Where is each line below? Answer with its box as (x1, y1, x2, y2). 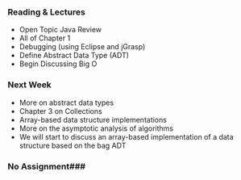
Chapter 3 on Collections (19, 106, 102, 115)
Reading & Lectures (7, 6, 85, 18)
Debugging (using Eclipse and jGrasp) (19, 42, 146, 52)
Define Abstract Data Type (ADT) (19, 51, 130, 61)
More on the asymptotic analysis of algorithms (19, 123, 174, 133)
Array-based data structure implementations (19, 115, 167, 124)
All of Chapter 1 (19, 33, 71, 43)
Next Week (7, 79, 52, 90)
